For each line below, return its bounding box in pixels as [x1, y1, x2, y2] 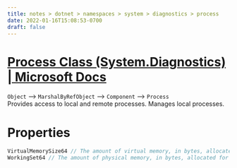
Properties [7, 124, 71, 140]
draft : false [7, 23, 46, 30]
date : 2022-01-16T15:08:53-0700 [7, 17, 102, 24]
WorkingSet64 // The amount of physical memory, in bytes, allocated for [7, 155, 229, 162]
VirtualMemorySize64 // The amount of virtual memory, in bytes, [7, 148, 203, 155]
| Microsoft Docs [7, 68, 107, 85]
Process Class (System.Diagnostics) [7, 54, 226, 70]
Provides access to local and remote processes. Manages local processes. [7, 100, 224, 108]
